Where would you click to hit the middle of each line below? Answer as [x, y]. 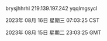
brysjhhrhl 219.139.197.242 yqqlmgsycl [51, 8]
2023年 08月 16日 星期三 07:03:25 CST [53, 20]
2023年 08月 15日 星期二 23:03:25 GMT [53, 32]
